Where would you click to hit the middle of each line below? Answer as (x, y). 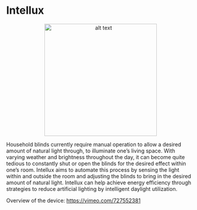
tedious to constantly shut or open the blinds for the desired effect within (96, 163)
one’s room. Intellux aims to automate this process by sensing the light (93, 170)
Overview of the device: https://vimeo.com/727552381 (73, 200)
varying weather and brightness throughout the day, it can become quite (96, 157)
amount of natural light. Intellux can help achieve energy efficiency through (99, 182)
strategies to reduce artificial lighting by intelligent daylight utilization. (92, 188)
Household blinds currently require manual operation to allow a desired (94, 144)
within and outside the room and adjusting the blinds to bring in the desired (99, 176)
